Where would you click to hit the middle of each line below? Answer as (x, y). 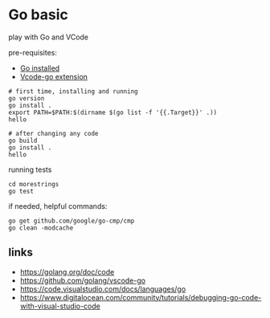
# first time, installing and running (73, 91)
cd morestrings (34, 184)
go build (23, 141)
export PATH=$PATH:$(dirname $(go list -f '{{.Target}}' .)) (113, 112)
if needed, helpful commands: (58, 206)
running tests (30, 169)
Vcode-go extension (54, 76)
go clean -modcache (41, 228)
